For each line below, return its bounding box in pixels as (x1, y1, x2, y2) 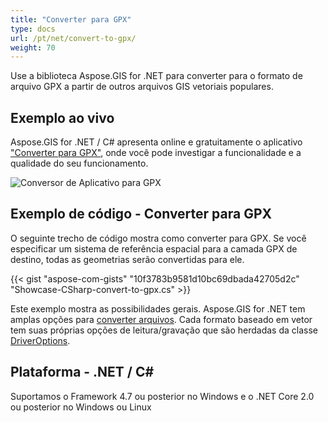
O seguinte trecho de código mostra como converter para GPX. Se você (10, 232, 307, 244)
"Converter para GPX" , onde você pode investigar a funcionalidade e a (10, 147, 302, 159)
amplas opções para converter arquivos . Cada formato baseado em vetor (10, 313, 313, 325)
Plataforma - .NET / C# (10, 364, 155, 381)
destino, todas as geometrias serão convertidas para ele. (10, 253, 245, 265)
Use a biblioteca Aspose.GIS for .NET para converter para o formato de (10, 70, 303, 82)
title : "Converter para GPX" (10, 14, 132, 25)
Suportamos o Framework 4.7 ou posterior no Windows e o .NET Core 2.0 (10, 390, 315, 402)
